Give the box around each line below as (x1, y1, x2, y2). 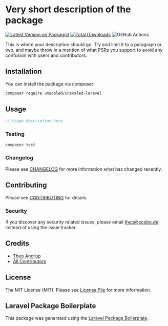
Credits (5, 239, 30, 248)
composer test (5, 142, 36, 147)
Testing (5, 131, 25, 138)
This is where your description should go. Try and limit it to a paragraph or (5, 41, 162, 47)
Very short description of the (5, 4, 132, 15)
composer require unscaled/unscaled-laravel (5, 91, 102, 96)
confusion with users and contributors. (5, 52, 87, 58)
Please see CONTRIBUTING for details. (5, 194, 88, 200)
